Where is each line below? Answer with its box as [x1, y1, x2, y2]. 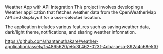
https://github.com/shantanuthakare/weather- [5, 38, 99, 44]
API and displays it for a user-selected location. [5, 15, 101, 20]
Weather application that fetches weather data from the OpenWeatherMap [5, 9, 157, 15]
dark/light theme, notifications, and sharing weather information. [5, 29, 136, 35]
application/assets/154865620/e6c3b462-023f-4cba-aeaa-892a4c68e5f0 [5, 44, 158, 49]
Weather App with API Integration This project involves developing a [5, 4, 144, 10]
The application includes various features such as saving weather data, [5, 24, 150, 30]
